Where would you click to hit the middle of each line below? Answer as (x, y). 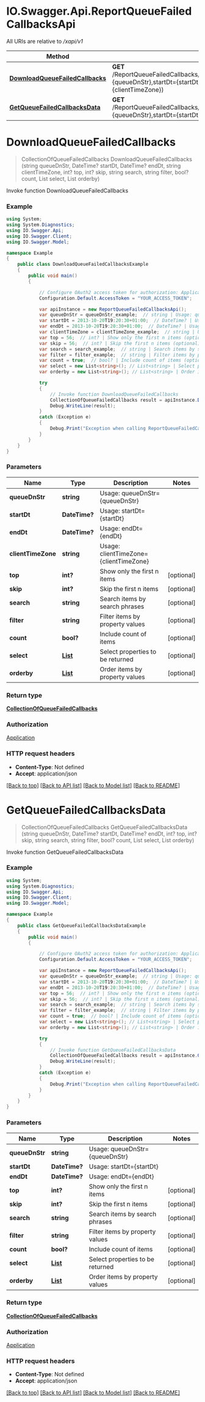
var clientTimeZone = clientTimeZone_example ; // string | (117, 332)
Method (58, 56)
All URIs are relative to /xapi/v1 (45, 41)
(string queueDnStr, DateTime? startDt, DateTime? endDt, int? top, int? (109, 834)
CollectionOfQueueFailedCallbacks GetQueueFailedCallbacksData (104, 827)
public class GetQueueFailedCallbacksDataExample (82, 925)
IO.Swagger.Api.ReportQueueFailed (99, 11)
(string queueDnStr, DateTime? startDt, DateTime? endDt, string (101, 165)
